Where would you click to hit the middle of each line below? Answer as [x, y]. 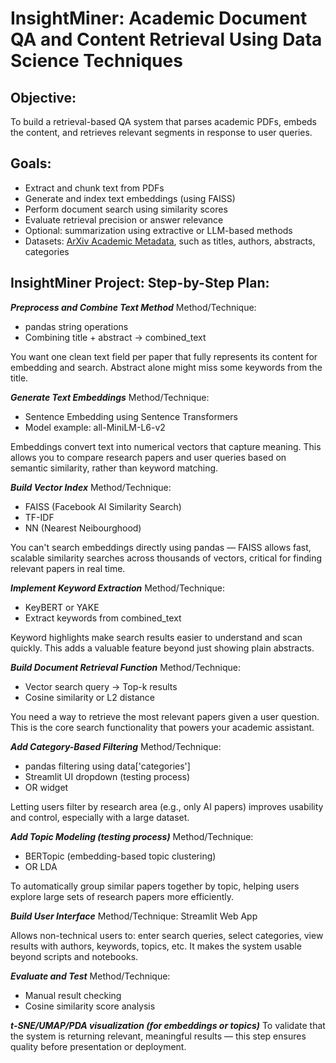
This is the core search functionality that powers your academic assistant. [162, 727]
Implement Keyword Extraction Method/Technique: [117, 588]
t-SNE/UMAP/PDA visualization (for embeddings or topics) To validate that [168, 1025]
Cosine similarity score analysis [90, 1006]
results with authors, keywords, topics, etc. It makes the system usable [156, 946]
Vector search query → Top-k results [101, 686]
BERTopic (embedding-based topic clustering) [120, 856]
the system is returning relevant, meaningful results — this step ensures [158, 1036]
